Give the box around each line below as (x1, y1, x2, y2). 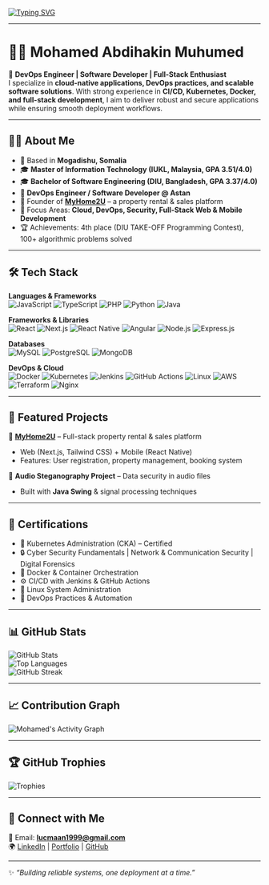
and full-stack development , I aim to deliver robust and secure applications (8, 94, 259, 104)
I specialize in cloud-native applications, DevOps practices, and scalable (8, 78, 255, 87)
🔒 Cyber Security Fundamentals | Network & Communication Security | (19, 548, 254, 558)
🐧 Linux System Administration (19, 585, 122, 595)
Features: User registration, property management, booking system (19, 456, 243, 466)
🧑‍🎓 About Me (8, 134, 75, 148)
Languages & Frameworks (8, 290, 98, 300)
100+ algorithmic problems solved (19, 234, 133, 243)
